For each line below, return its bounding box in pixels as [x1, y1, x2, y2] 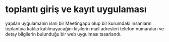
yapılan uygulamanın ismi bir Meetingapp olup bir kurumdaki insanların [5, 20, 152, 26]
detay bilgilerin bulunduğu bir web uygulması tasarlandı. [5, 31, 122, 37]
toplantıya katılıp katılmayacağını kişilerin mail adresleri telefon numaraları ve [5, 25, 164, 31]
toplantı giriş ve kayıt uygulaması [5, 4, 147, 15]
